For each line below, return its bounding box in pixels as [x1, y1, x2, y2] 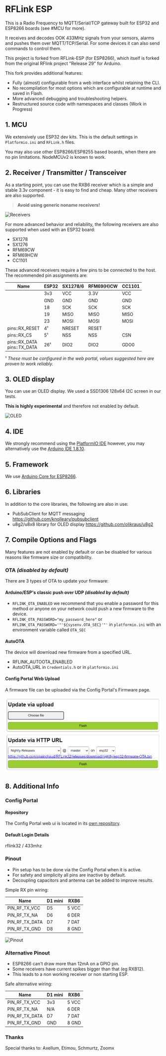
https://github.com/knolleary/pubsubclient [12, 516, 99, 522]
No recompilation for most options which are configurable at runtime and [12, 85, 162, 91]
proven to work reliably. [5, 360, 54, 366]
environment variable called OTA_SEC [12, 627, 86, 633]
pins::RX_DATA [7, 339, 38, 345]
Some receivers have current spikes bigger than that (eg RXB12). [12, 966, 145, 972]
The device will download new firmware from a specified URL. [5, 649, 132, 655]
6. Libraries [5, 488, 41, 496]
